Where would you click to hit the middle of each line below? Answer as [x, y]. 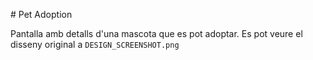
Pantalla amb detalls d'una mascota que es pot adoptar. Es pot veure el [156, 33]
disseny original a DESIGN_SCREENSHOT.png [95, 44]
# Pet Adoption [41, 14]
